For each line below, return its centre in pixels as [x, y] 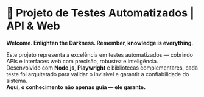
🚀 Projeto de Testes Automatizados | [100, 13]
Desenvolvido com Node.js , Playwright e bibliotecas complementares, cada [102, 68]
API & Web [33, 26]
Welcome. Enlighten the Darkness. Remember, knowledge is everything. [100, 43]
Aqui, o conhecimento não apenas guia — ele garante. [76, 87]
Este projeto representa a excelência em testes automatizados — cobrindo [100, 54]
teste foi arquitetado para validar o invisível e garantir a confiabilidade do [98, 74]
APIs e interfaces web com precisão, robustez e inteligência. [82, 61]
